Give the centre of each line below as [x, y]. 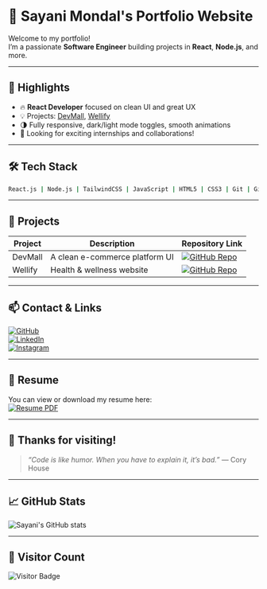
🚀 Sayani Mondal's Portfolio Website [131, 16]
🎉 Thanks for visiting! [62, 441]
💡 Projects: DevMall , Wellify [65, 115]
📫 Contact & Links [55, 308]
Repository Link [212, 244]
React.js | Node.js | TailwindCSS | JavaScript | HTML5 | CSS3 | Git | [130, 189]
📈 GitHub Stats [47, 502]
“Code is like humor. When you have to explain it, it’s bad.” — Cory [137, 459]
